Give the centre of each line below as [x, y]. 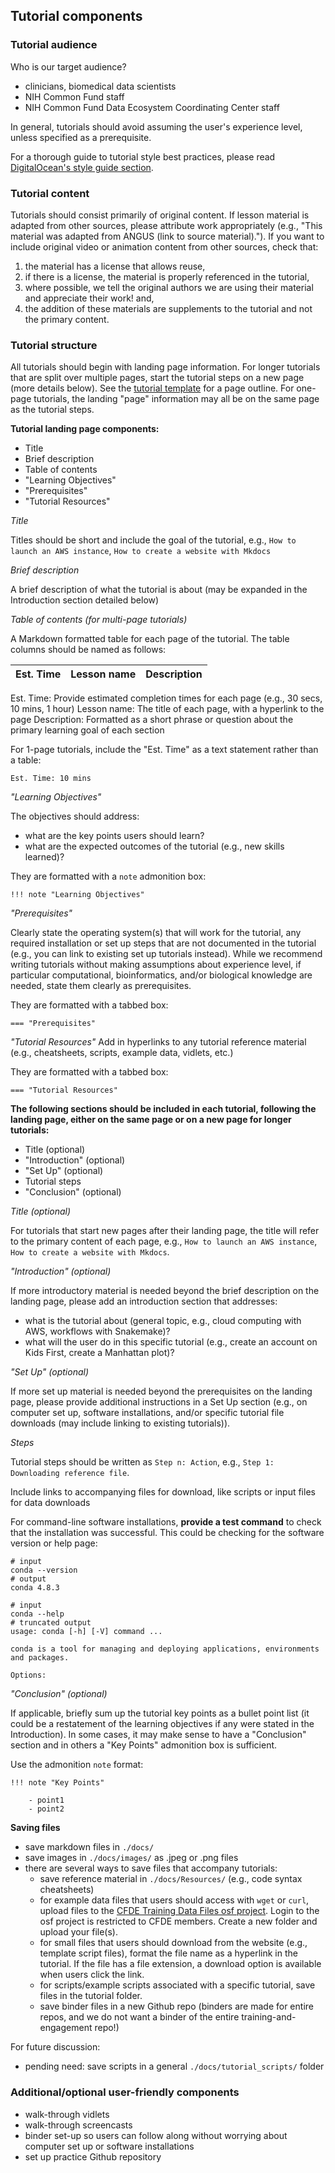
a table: [26, 760]
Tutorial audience [54, 45]
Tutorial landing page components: [85, 429]
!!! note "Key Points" [57, 1783]
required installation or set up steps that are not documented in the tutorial [163, 943]
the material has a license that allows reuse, [115, 266]
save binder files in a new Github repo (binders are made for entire [176, 2006]
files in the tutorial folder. [91, 1996]
